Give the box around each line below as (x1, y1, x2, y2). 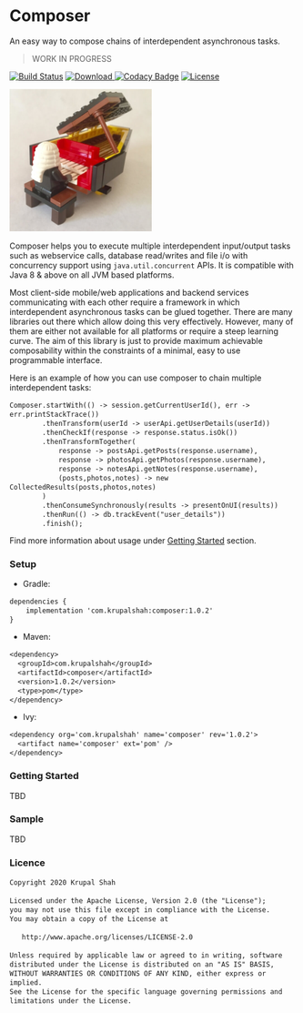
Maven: (22, 632, 52, 643)
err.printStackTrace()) (9, 410, 100, 419)
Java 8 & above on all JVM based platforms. (9, 269, 175, 280)
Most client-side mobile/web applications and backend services (9, 287, 249, 298)
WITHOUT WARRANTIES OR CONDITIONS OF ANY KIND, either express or (9, 969, 267, 978)
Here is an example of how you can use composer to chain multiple (9, 372, 262, 383)
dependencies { (9, 597, 67, 606)
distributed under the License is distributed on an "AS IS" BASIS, (9, 960, 275, 969)
